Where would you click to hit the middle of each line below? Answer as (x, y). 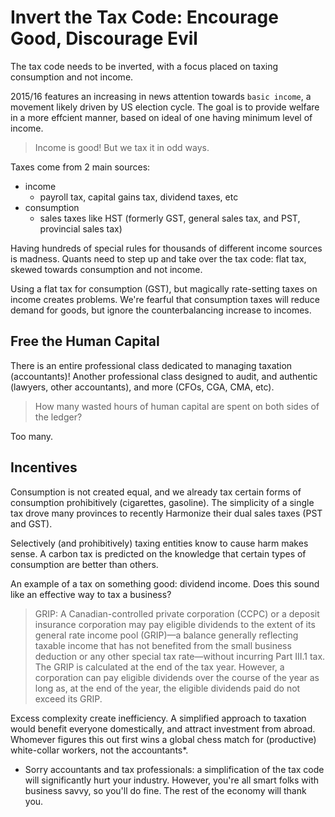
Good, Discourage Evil (104, 38)
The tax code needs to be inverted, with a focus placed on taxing (144, 66)
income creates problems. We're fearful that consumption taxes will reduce (165, 299)
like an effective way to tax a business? (91, 594)
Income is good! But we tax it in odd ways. (122, 147)
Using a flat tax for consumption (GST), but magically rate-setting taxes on (164, 288)
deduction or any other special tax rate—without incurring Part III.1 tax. (180, 656)
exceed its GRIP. (68, 698)
